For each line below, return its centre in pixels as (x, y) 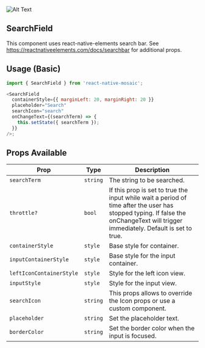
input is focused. (133, 336)
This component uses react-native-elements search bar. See (83, 43)
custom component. (138, 308)
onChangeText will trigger (146, 221)
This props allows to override (150, 293)
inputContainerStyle (39, 260)
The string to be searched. (147, 180)
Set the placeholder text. (144, 319)
